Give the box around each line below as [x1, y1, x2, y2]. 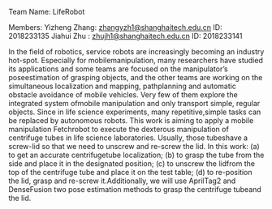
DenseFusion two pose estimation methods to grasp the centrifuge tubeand [8, 185, 261, 194]
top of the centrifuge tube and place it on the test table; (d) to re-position [8, 168, 253, 177]
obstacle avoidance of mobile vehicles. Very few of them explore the [8, 90, 238, 100]
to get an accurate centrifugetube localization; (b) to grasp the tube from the [8, 150, 265, 160]
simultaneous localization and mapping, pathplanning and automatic [8, 81, 237, 91]
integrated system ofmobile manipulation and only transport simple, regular [8, 99, 261, 108]
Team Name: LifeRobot [8, 7, 85, 16]
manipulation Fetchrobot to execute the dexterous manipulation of [8, 125, 229, 134]
